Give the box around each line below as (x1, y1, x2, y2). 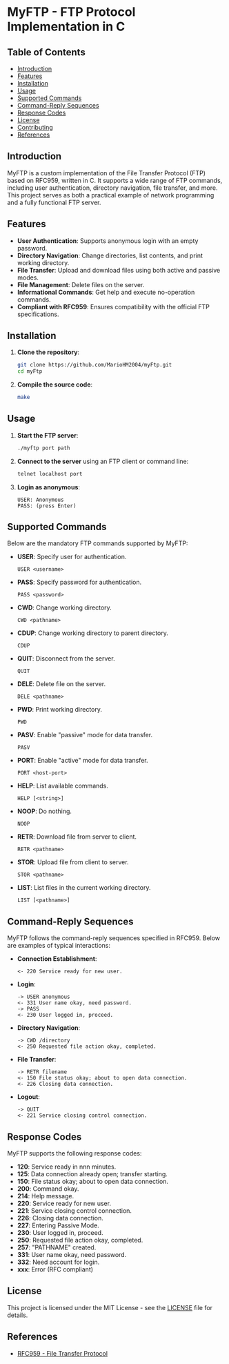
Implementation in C (7, 19, 126, 35)
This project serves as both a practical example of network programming (7, 191, 215, 199)
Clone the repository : (17, 348, 80, 356)
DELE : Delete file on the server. (17, 680, 106, 688)
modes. (17, 273, 39, 282)
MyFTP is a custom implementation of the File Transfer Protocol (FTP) (7, 168, 206, 177)
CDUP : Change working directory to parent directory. (17, 629, 169, 637)
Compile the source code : (17, 380, 93, 389)
